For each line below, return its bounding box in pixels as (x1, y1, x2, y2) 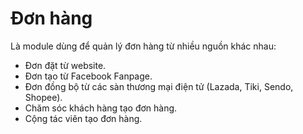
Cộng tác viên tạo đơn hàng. (24, 112, 143, 124)
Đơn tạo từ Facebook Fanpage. (24, 70, 153, 82)
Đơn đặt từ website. (24, 59, 107, 71)
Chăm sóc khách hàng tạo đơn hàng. (24, 102, 178, 114)
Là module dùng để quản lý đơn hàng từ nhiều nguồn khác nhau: (10, 40, 277, 52)
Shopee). (24, 91, 63, 103)
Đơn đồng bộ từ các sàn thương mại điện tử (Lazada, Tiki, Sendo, (24, 80, 294, 92)
